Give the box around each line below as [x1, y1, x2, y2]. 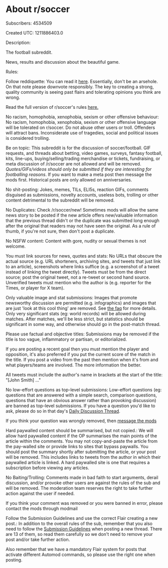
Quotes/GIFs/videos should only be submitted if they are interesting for [5, 166, 152, 172]
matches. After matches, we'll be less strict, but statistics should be [5, 316, 145, 322]
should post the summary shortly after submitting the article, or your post [5, 449, 157, 455]
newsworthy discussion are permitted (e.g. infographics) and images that [5, 300, 157, 306]
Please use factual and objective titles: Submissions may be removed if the [5, 331, 160, 337]
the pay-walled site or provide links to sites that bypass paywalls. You [5, 443, 149, 449]
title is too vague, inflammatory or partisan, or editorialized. [5, 336, 127, 342]
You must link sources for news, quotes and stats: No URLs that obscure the [5, 253, 163, 259]
